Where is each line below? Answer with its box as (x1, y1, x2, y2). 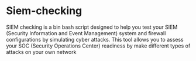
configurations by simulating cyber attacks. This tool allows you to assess (6, 36, 184, 43)
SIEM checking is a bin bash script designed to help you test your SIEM (6, 23, 178, 30)
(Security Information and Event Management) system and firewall (6, 29, 166, 36)
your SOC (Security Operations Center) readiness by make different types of (6, 42, 191, 49)
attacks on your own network (6, 48, 77, 55)
